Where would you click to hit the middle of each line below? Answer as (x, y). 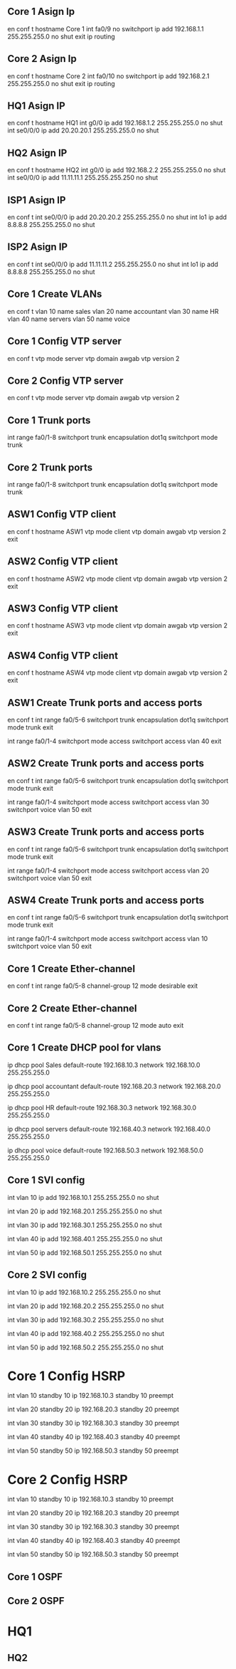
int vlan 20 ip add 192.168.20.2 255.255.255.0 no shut (86, 1306)
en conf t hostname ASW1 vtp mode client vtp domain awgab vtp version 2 (117, 531)
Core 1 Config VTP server (65, 341)
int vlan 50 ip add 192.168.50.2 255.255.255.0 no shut (86, 1347)
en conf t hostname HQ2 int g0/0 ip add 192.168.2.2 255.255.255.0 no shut (117, 170)
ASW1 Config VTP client (62, 514)
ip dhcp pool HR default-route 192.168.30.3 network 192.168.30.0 (102, 1107)
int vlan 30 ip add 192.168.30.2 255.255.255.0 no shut (86, 1320)
